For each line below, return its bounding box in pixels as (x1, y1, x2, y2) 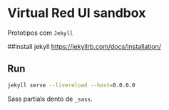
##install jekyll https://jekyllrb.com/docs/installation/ (7, 42, 162, 50)
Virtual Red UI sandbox (7, 5, 146, 21)
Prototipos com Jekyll (7, 28, 73, 37)
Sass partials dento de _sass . (7, 94, 93, 103)
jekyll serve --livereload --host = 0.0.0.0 (7, 82, 135, 89)
